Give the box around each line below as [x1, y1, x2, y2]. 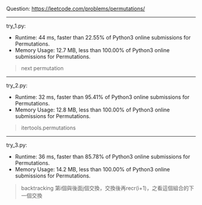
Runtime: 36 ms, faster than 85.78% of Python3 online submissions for [14, 153, 191, 160]
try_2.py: [6, 82, 28, 89]
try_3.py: [6, 141, 28, 149]
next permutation [20, 65, 64, 71]
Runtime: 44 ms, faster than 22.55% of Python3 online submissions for [14, 34, 191, 41]
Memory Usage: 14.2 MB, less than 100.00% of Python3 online [14, 166, 170, 173]
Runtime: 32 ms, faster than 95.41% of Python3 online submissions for [14, 94, 190, 101]
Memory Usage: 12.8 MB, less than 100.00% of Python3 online [14, 106, 170, 113]
